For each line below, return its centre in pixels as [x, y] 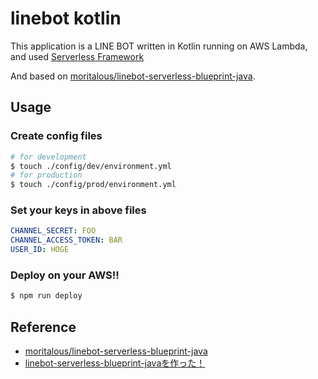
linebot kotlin [66, 18]
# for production [46, 175]
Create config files [56, 136]
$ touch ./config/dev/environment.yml [91, 166]
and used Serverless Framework [77, 56]
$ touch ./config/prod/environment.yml [93, 185]
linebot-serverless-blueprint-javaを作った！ [115, 363]
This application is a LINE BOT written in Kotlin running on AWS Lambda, [159, 46]
